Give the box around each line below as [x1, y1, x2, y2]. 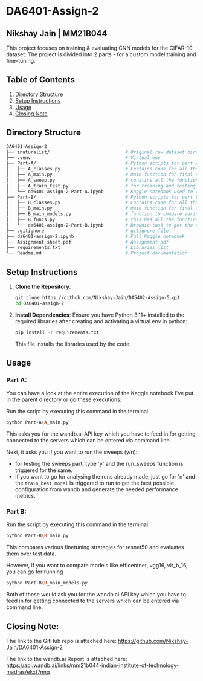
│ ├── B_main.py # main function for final [6, 205, 193, 211]
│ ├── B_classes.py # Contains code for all [6, 199, 188, 206]
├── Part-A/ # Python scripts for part [6, 160, 193, 167]
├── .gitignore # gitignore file [6, 228, 169, 234]
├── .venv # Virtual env [6, 155, 161, 161]
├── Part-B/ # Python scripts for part [6, 194, 193, 200]
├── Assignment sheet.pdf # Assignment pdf [6, 239, 169, 245]
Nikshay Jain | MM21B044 [6, 28, 108, 39]
